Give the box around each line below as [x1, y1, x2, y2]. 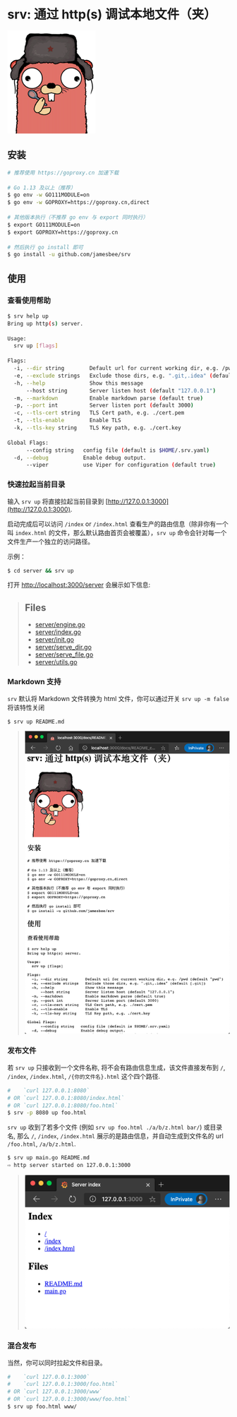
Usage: [7, 335, 27, 342]
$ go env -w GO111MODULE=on [7, 191, 90, 198]
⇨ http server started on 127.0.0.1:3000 [7, 1162, 131, 1169]
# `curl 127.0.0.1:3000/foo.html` [7, 1381, 119, 1388]
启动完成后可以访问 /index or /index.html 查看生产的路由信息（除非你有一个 [7, 520, 229, 528]
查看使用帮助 [7, 295, 51, 305]
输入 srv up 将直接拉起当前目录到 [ [7, 497, 108, 506]
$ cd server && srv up [7, 567, 74, 574]
